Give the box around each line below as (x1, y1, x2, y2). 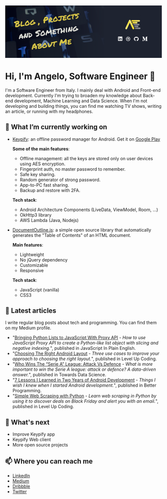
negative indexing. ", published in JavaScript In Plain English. (12, 345, 136, 351)
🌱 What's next (5, 418, 50, 427)
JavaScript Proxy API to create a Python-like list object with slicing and (12, 340, 159, 346)
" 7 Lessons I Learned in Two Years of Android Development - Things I (12, 377, 156, 383)
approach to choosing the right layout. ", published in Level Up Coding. (12, 356, 157, 362)
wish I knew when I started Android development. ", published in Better (12, 382, 157, 388)
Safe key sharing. (19, 171, 56, 177)
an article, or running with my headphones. (5, 108, 93, 114)
